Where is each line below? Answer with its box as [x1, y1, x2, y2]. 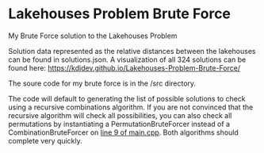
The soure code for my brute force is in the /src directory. [8, 78, 197, 88]
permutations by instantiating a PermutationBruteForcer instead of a [8, 119, 231, 128]
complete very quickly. [8, 136, 83, 145]
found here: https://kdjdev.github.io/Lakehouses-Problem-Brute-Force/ [8, 63, 240, 72]
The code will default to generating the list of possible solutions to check [8, 94, 246, 103]
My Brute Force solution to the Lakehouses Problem [8, 31, 178, 40]
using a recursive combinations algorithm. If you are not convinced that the [8, 102, 254, 112]
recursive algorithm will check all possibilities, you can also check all [8, 110, 232, 120]
